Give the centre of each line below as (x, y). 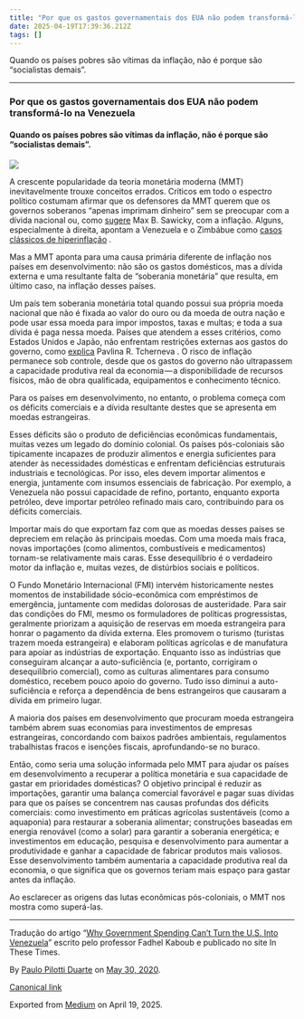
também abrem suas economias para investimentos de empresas (131, 727)
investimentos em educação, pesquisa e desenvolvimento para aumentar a (149, 841)
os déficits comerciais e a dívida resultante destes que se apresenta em (143, 407)
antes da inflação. (43, 880)
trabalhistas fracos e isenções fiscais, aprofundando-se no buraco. (135, 747)
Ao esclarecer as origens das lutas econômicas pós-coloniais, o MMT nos (147, 897)
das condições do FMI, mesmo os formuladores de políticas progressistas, (148, 614)
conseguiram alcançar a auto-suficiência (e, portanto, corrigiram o (133, 662)
